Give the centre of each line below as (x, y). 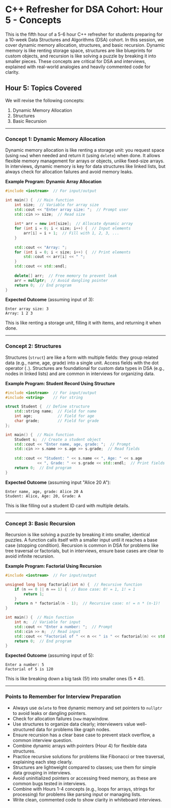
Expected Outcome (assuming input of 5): (50, 655)
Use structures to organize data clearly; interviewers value (74, 724)
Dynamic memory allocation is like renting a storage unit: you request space (85, 150)
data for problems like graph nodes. (73, 729)
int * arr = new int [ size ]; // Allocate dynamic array (74, 224)
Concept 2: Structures (34, 346)
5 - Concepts (33, 20)
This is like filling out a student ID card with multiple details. (67, 505)
